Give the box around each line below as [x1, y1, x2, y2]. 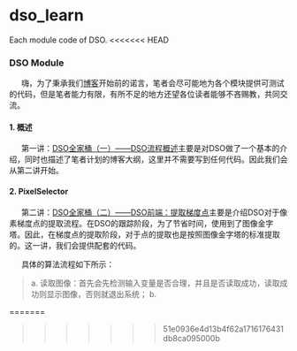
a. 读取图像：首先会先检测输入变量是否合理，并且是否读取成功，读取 [30, 278, 280, 288]
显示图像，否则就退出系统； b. [46, 288, 157, 299]
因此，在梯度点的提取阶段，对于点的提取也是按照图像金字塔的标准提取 [24, 229, 280, 240]
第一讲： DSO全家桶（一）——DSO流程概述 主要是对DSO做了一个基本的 [20, 143, 280, 154]
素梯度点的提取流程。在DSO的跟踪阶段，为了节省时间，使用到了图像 [9, 217, 258, 228]
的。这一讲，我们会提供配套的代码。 [9, 240, 141, 250]
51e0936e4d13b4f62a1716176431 [163, 324, 285, 334]
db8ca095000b [163, 332, 221, 343]
